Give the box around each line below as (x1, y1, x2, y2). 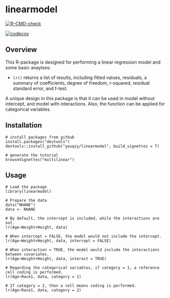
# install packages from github (5, 134, 74, 140)
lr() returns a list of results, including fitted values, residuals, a (12, 74, 147, 81)
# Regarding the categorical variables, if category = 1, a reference (5, 265, 160, 270)
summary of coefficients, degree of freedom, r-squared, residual (12, 80, 150, 86)
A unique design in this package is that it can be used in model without (5, 95, 155, 101)
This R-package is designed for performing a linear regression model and (5, 59, 161, 65)
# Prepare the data (5, 198, 47, 203)
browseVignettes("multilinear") (5, 157, 74, 162)
